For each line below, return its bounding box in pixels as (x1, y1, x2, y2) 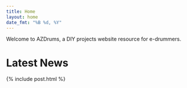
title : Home (6, 8, 35, 15)
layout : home (6, 14, 38, 20)
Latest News (6, 56, 69, 69)
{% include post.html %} (6, 76, 66, 83)
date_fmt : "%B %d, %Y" (6, 19, 62, 25)
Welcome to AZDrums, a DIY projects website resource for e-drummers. (6, 36, 182, 43)
